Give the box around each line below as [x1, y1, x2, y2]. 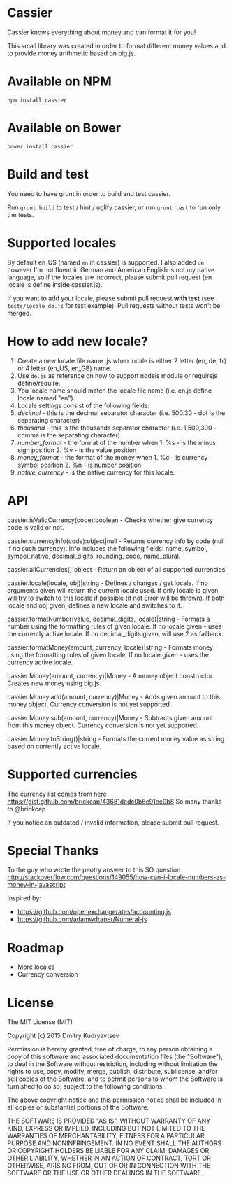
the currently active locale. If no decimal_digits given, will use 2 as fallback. [7, 629, 224, 638]
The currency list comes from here [7, 790, 107, 798]
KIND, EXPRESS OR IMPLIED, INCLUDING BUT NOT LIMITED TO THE [7, 1124, 205, 1133]
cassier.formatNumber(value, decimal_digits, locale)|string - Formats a [7, 615, 210, 623]
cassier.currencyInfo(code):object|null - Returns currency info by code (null [7, 537, 225, 545]
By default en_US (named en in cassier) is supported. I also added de [7, 258, 205, 267]
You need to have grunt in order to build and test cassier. [7, 189, 171, 197]
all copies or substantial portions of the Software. [7, 1103, 149, 1112]
